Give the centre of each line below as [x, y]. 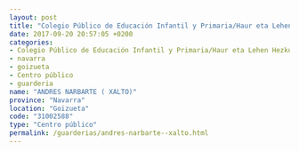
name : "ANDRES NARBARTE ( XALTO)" [73, 91]
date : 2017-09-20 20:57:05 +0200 [71, 34]
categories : [31, 42]
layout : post [33, 17]
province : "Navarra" [48, 100]
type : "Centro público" [53, 125]
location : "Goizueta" [49, 108]
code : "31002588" [41, 116]
